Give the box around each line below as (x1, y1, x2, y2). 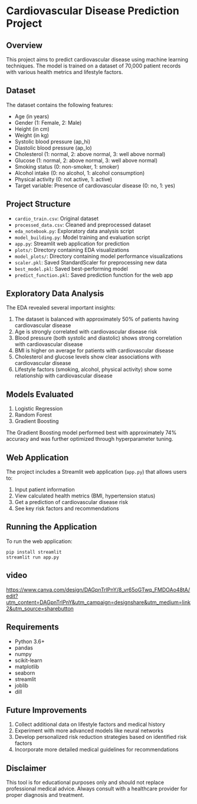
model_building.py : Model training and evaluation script (14, 234, 150, 241)
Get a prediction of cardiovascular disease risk (14, 499, 129, 506)
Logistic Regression (14, 405, 63, 412)
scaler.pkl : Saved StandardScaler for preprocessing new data (14, 259, 167, 266)
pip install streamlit (6, 549, 62, 555)
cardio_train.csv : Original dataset (14, 215, 99, 222)
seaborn (14, 669, 35, 676)
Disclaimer (6, 763, 47, 773)
